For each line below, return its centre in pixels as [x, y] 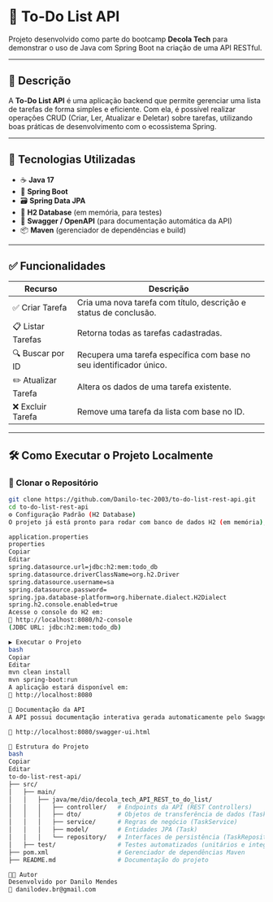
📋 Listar [28, 327]
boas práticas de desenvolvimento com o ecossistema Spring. [113, 126]
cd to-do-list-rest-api [49, 507]
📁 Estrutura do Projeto [49, 747]
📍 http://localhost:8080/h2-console [70, 620]
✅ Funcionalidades [57, 266]
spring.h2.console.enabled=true [63, 605]
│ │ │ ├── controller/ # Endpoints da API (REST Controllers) [130, 807]
